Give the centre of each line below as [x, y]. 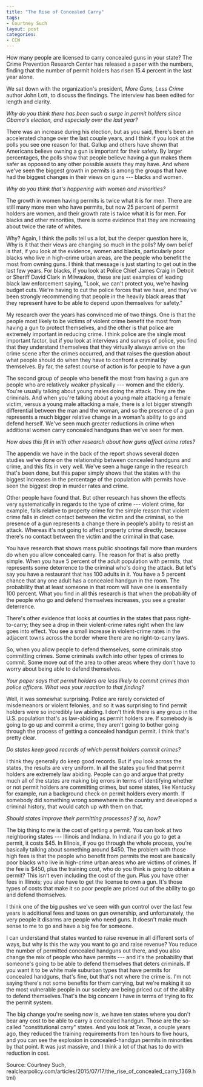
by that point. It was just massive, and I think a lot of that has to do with [95, 1047]
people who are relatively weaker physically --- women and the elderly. [95, 385]
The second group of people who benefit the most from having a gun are [98, 378]
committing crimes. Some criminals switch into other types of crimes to [95, 656]
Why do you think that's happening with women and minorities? [86, 189]
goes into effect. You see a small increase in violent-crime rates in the [93, 631]
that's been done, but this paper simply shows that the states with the [93, 473]
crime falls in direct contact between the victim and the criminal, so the [95, 517]
